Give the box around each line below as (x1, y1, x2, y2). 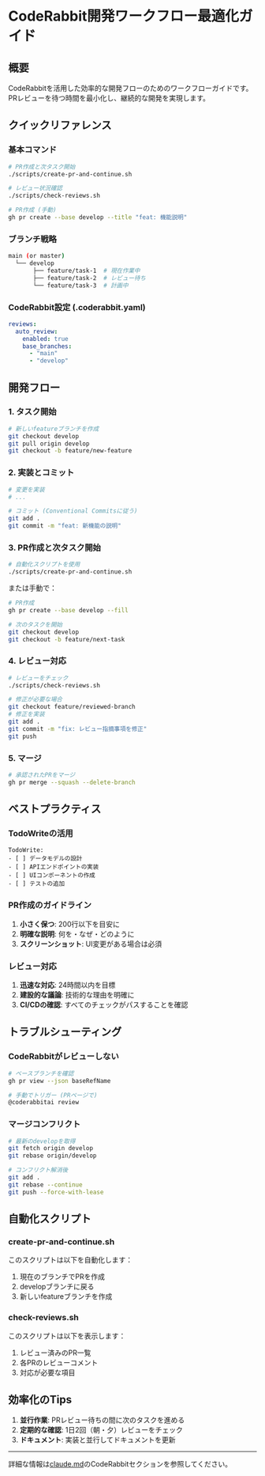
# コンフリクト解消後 (8, 1166, 69, 1175)
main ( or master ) (8, 252, 65, 260)
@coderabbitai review (8, 1099, 80, 1107)
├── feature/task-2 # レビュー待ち (32, 274, 146, 282)
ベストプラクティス (8, 802, 102, 816)
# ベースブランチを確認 (8, 1069, 74, 1077)
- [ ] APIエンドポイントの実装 (8, 863, 99, 871)
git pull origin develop (8, 440, 90, 448)
